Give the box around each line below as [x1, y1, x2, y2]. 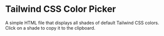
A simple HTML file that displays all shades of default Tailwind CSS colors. [5, 20, 159, 26]
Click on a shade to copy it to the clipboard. [5, 25, 96, 31]
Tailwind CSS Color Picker [5, 3, 116, 15]
